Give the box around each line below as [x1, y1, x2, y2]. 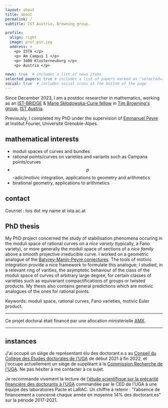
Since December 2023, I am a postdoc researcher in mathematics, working [5, 94, 160, 100]
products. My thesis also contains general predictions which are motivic [5, 283, 153, 289]
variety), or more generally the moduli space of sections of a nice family [5, 246, 154, 252]
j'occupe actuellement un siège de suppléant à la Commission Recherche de [5, 361, 163, 367]
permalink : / [5, 16, 32, 21]
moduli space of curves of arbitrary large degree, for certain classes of [5, 272, 151, 278]
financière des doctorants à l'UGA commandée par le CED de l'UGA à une [5, 381, 157, 387]
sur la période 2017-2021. [5, 397, 58, 403]
